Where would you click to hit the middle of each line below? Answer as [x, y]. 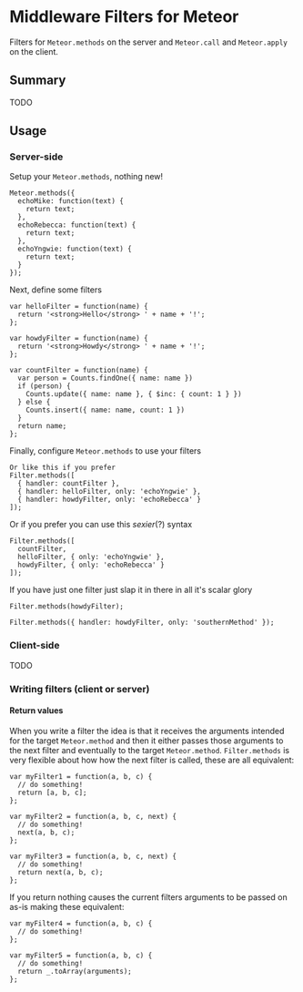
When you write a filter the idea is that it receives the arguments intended [147, 731]
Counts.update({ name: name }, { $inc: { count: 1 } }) [134, 394]
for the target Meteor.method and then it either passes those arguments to [146, 741]
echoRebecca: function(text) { [77, 225]
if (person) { [44, 386]
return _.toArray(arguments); [75, 971]
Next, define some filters [56, 290]
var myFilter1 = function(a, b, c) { [81, 776]
